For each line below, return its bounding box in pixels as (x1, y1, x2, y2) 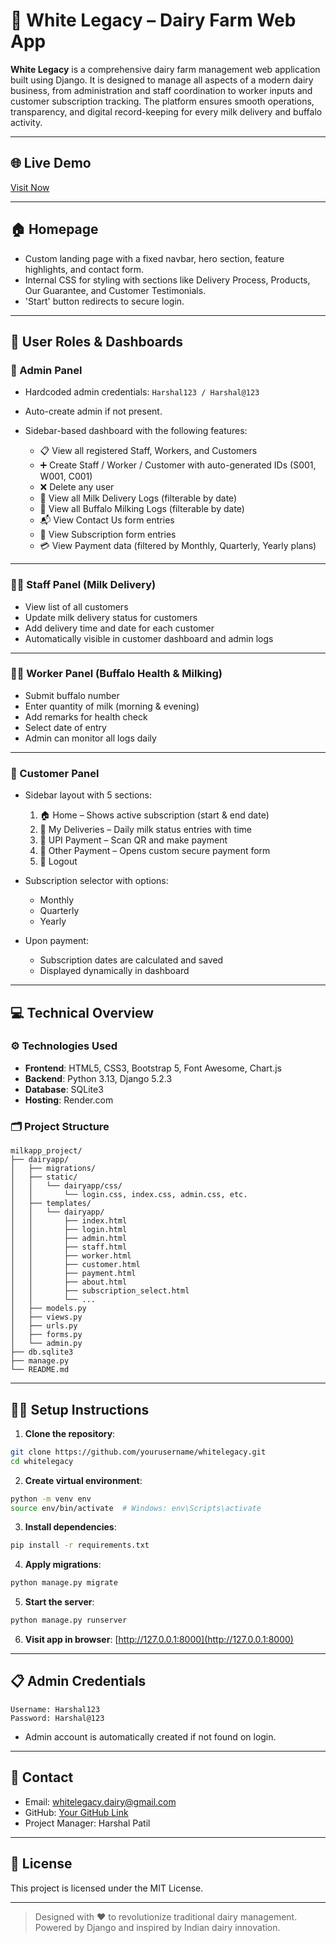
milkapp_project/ (10, 1146, 83, 1156)
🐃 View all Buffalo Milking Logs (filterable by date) (39, 503, 245, 515)
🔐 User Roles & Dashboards (10, 333, 184, 350)
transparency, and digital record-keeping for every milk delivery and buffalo (10, 105, 323, 118)
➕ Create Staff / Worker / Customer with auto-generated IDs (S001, (39, 459, 317, 471)
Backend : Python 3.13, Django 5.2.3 (24, 1072, 173, 1084)
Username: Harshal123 (10, 1704, 101, 1714)
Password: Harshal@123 (10, 1713, 105, 1723)
